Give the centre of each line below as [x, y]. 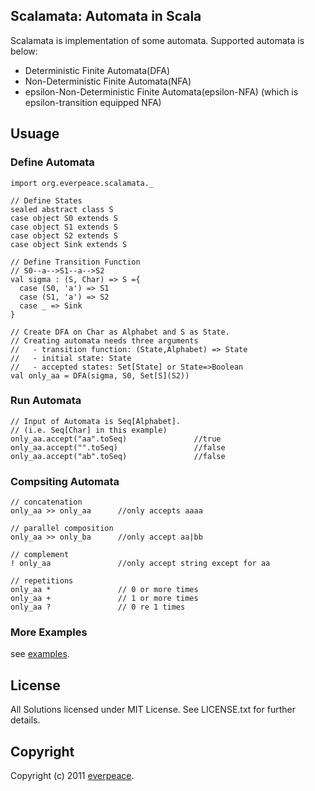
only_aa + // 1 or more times [104, 599]
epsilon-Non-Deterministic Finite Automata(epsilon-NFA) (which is [161, 91]
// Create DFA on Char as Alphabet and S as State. [120, 332]
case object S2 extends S [64, 235]
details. [25, 720]
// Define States [46, 200]
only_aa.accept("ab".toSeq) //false [118, 456]
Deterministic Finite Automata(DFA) [97, 70]
